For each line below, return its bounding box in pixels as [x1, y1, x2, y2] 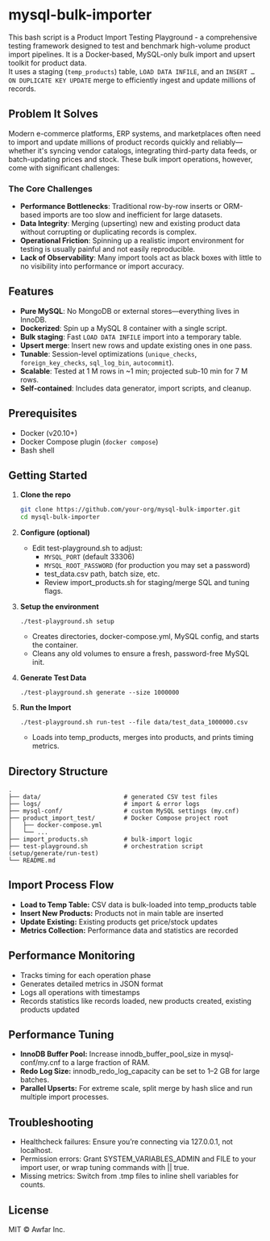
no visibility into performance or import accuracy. [19, 261, 185, 271]
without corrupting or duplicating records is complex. [19, 228, 197, 237]
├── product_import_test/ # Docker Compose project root [8, 814, 229, 822]
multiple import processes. [19, 1092, 110, 1102]
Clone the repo [19, 490, 71, 499]
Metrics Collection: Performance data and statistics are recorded [19, 926, 239, 935]
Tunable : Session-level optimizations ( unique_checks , [19, 349, 197, 358]
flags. [44, 587, 63, 596]
